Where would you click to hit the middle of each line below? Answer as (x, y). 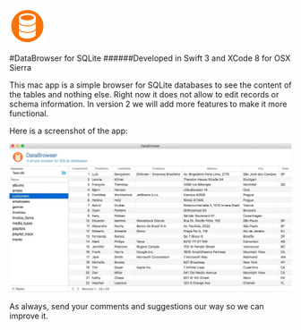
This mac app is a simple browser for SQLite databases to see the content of (150, 85)
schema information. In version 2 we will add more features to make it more (148, 104)
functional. (29, 114)
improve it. (29, 316)
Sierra (21, 68)
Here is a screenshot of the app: (69, 131)
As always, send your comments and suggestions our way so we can (137, 307)
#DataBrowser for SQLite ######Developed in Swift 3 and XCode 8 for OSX (150, 58)
